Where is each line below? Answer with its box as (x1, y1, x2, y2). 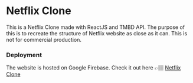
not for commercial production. (6, 36, 81, 43)
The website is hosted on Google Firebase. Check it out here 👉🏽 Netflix (6, 64, 181, 71)
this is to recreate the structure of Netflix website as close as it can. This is (6, 29, 188, 36)
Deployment (6, 51, 42, 59)
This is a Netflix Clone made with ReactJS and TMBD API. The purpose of (6, 24, 185, 31)
